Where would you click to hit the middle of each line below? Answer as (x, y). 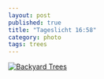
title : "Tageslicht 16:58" (52, 30)
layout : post (30, 15)
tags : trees (28, 45)
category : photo (35, 37)
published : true (35, 23)
